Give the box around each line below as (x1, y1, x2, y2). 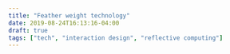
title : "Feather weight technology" (8, 11, 130, 20)
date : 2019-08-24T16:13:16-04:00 (8, 19, 120, 27)
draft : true (8, 26, 48, 34)
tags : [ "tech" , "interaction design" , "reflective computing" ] (8, 33, 224, 42)
